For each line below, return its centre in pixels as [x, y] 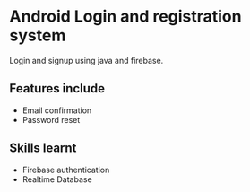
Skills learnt [43, 148]
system [38, 35]
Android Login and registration [125, 17]
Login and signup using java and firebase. [86, 60]
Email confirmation [57, 110]
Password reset [51, 119]
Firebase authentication [66, 170]
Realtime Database [57, 179]
